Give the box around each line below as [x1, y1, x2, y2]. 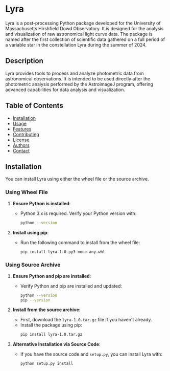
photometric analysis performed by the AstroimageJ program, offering [5, 81, 153, 87]
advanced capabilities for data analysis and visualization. [5, 86, 126, 93]
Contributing [12, 131, 39, 137]
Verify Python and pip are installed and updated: [20, 282, 123, 289]
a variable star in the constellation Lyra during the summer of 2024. [5, 41, 147, 48]
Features [12, 126, 32, 132]
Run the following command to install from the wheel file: [20, 239, 140, 246]
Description [5, 57, 43, 66]
